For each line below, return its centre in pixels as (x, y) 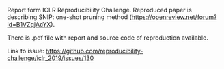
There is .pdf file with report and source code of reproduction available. (108, 38)
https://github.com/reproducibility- (94, 51)
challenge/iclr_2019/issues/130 (51, 58)
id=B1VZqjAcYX (29, 24)
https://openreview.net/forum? (174, 17)
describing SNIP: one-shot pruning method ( (69, 17)
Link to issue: (26, 51)
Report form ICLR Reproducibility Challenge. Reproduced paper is (100, 10)
